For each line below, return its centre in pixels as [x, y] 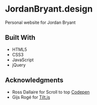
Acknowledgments [34, 80]
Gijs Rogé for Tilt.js [31, 97]
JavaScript [23, 60]
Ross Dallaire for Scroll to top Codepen [51, 92]
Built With [20, 38]
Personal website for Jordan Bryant [40, 22]
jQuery [19, 65]
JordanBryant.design [49, 9]
